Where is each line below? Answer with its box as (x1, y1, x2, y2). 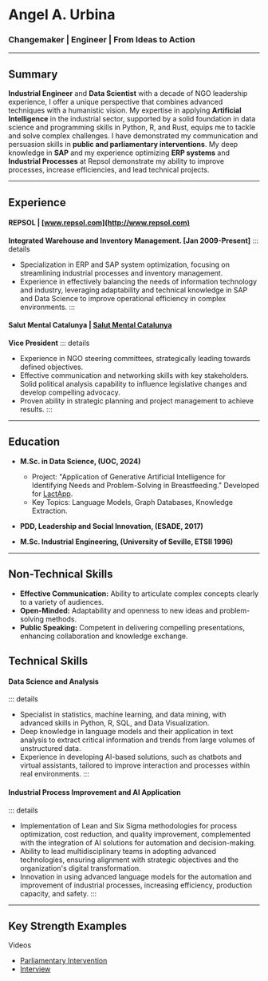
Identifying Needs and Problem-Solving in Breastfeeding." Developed (31, 480, 259, 490)
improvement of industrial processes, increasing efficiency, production (19, 880, 253, 890)
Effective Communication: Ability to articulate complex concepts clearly (19, 589, 259, 598)
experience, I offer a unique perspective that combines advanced (8, 97, 223, 107)
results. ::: (19, 405, 53, 415)
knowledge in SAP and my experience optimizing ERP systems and (8, 148, 230, 157)
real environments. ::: (19, 769, 90, 779)
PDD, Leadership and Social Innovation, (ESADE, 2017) (19, 521, 203, 530)
